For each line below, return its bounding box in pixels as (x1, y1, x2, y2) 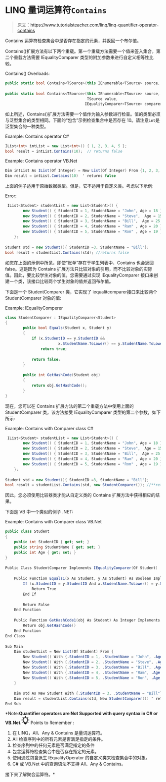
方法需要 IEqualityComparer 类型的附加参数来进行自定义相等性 (22, 54, 150, 60)
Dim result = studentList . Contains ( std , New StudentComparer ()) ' (14, 696, 154, 701)
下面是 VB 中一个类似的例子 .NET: (5, 509, 74, 515)
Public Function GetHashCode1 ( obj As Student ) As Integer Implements (14, 618, 161, 623)
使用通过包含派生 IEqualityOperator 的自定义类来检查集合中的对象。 (12, 755, 150, 761)
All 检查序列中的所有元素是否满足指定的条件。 (12, 736, 106, 742)
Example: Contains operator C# (5, 133, 69, 139)
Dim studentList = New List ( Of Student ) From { (14, 649, 114, 654)
